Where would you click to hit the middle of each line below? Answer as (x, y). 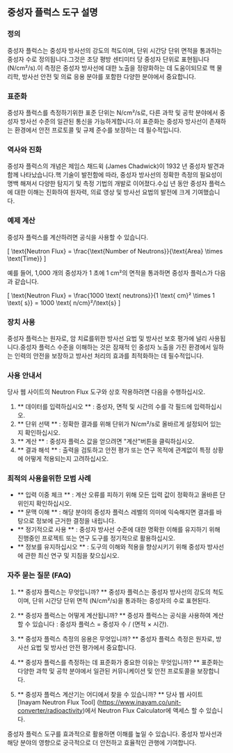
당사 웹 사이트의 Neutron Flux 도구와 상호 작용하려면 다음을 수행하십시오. (106, 392)
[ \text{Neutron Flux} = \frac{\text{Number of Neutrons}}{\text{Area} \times (115, 251)
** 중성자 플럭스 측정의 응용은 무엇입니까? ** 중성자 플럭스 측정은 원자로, (115, 638)
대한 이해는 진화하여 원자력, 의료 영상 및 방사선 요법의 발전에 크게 (102, 192)
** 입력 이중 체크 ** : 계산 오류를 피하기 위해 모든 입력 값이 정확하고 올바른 (118, 495)
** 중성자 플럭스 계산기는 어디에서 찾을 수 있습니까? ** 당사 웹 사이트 (110, 694)
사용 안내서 (25, 375)
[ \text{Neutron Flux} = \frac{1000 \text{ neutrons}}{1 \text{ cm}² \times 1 (111, 295)
